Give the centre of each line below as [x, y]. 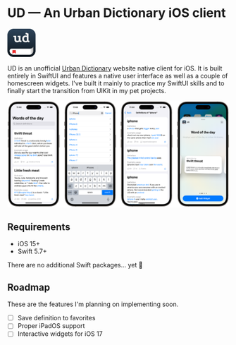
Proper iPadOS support [51, 326]
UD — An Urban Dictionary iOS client [117, 13]
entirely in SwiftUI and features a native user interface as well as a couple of [118, 75]
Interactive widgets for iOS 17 [60, 334]
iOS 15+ [29, 244]
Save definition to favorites [56, 318]
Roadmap [29, 287]
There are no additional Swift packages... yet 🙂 [75, 265]
